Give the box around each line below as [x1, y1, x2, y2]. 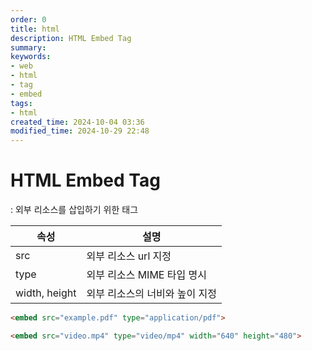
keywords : [10, 52, 52, 62]
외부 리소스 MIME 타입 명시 [86, 268, 207, 282]
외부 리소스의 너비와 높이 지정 [86, 287, 218, 301]
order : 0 [10, 14, 47, 25]
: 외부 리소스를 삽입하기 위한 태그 [10, 204, 139, 216]
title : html [10, 24, 60, 34]
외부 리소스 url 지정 [86, 249, 172, 263]
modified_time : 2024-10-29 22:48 [10, 126, 150, 136]
